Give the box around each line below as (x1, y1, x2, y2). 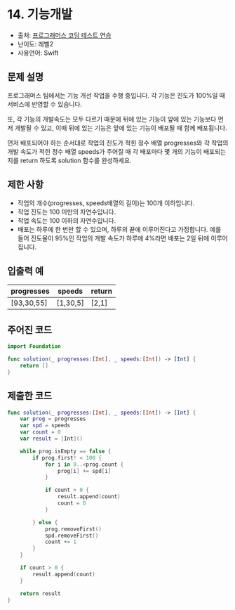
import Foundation (7, 343, 61, 350)
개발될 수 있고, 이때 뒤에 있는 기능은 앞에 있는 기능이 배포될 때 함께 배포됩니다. (14, 124, 228, 132)
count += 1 (44, 538, 77, 545)
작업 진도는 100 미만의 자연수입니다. (17, 207, 116, 216)
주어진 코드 (7, 324, 53, 336)
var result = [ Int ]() (20, 435, 83, 442)
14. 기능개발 (7, 6, 73, 22)
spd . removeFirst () (44, 532, 99, 539)
